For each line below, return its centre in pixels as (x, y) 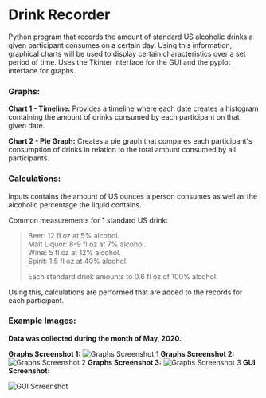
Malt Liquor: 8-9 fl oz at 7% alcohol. (87, 244)
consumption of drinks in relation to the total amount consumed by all (122, 150)
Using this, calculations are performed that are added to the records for (125, 292)
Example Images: (42, 321)
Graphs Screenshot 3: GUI (171, 362)
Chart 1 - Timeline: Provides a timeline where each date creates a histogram (133, 108)
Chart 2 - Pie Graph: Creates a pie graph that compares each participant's (130, 141)
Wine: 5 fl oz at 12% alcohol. (74, 252)
